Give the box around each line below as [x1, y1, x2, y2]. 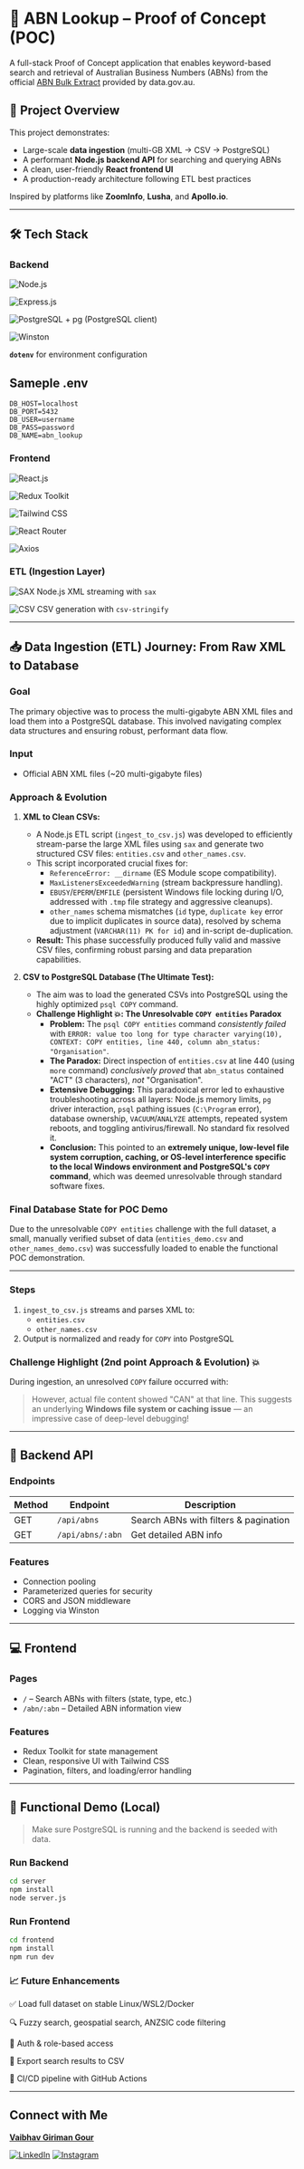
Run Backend [9, 1856, 70, 1868]
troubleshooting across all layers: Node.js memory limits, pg [49, 1094, 271, 1105]
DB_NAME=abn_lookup [9, 431, 83, 440]
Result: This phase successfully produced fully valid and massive [35, 935, 281, 945]
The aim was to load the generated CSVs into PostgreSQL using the [35, 989, 288, 1000]
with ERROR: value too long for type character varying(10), [49, 1028, 283, 1040]
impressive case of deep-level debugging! [31, 1413, 190, 1425]
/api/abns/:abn [57, 1530, 122, 1540]
